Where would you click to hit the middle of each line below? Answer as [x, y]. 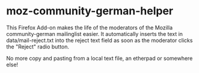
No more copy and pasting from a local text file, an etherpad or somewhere [99, 58]
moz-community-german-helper [90, 11]
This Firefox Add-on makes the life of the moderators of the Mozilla [90, 28]
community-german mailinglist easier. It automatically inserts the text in [95, 34]
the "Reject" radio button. [38, 47]
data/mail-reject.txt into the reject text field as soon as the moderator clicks [99, 40]
